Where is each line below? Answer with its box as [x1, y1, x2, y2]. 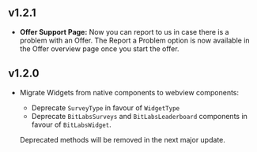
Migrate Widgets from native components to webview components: [19, 87, 240, 97]
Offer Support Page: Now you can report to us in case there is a [19, 27, 229, 36]
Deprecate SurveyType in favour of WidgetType [31, 102, 180, 113]
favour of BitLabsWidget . [31, 120, 112, 129]
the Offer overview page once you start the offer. [19, 43, 180, 54]
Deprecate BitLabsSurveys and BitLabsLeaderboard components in [31, 111, 248, 120]
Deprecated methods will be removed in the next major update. [19, 135, 225, 144]
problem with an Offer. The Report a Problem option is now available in [19, 35, 251, 45]
